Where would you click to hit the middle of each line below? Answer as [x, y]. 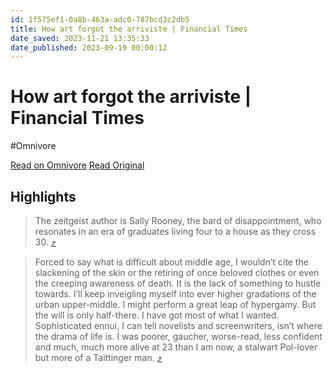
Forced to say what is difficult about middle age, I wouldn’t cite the [171, 262]
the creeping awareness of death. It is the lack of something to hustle [178, 283]
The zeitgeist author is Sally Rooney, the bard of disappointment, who [178, 220]
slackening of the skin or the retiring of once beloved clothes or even [177, 272]
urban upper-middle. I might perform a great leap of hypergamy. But [175, 304]
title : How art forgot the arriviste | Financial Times [129, 29]
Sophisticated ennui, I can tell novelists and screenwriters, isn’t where [178, 325]
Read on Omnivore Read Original [77, 165]
